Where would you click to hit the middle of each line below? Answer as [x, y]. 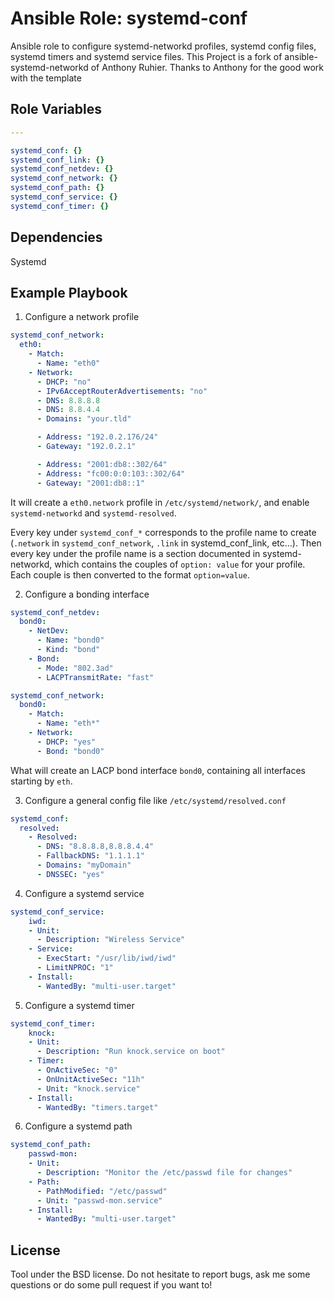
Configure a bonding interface [87, 594]
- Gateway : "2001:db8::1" [90, 483]
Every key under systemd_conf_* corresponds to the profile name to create [163, 532]
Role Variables [56, 109]
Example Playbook [69, 292]
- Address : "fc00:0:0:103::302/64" [111, 473]
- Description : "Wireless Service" [111, 940]
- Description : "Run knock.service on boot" [131, 1052]
